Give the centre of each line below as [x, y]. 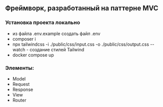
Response [23, 89]
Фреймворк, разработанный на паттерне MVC [82, 8]
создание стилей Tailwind [57, 49]
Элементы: [19, 68]
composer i [24, 39]
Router [19, 100]
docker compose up [33, 55]
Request [21, 84]
